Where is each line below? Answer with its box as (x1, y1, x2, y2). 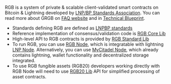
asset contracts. (12, 74, 47, 79)
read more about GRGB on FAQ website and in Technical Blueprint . (5, 15, 145, 21)
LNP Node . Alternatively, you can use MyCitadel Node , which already (12, 47, 159, 52)
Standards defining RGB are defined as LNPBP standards (12, 25, 133, 31)
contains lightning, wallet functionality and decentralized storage (12, 52, 149, 58)
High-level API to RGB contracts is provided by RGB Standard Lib (12, 36, 149, 42)
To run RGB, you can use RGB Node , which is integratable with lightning (12, 41, 164, 47)
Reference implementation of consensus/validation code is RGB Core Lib (12, 31, 166, 36)
